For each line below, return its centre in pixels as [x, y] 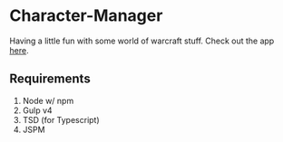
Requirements [50, 79]
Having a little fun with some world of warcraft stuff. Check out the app [142, 41]
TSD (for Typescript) [61, 119]
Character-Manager [86, 16]
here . [19, 50]
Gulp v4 [37, 110]
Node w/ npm [48, 100]
